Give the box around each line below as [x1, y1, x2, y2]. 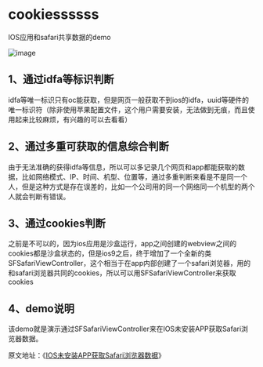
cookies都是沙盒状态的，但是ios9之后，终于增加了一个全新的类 [8, 249, 212, 258]
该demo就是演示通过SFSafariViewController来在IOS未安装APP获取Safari [8, 324, 242, 334]
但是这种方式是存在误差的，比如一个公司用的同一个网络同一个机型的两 [21, 182, 248, 191]
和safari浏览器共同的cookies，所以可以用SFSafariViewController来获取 [8, 268, 236, 278]
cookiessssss [8, 5, 99, 24]
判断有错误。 [28, 191, 70, 201]
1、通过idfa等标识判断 [8, 73, 115, 86]
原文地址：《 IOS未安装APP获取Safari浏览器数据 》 [8, 351, 166, 360]
